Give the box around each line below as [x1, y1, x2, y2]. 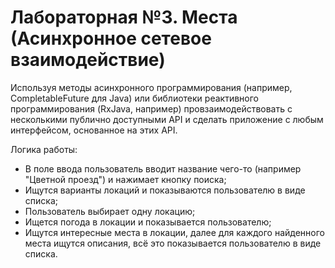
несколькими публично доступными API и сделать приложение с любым [10, 113, 324, 125]
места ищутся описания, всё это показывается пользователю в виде [24, 237, 322, 249]
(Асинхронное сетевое [10, 27, 212, 50]
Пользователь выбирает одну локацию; [24, 205, 196, 217]
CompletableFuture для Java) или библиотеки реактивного [10, 92, 259, 104]
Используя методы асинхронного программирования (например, [10, 81, 293, 93]
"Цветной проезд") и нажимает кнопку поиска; [24, 173, 227, 185]
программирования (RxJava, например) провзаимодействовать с [10, 102, 293, 115]
